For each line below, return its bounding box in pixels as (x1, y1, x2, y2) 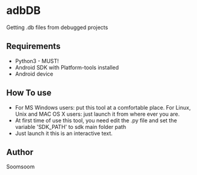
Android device (15, 70, 53, 78)
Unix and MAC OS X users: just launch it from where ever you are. (15, 110, 180, 117)
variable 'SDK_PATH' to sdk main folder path (15, 123, 126, 130)
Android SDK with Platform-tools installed (15, 64, 119, 71)
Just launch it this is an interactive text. (15, 130, 113, 137)
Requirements (6, 41, 61, 51)
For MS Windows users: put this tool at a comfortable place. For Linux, (15, 104, 191, 111)
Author (6, 147, 33, 157)
